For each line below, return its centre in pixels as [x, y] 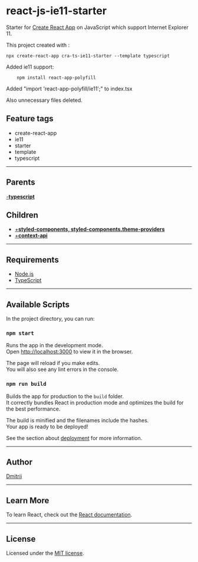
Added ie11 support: [30, 67]
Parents [21, 183]
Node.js [24, 274]
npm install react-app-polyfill [56, 77]
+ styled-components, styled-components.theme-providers [90, 230]
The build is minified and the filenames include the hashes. [77, 420]
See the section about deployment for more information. [74, 438]
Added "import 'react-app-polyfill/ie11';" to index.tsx [69, 88]
